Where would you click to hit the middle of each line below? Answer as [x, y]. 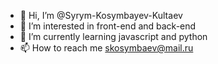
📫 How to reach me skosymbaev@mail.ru [106, 48]
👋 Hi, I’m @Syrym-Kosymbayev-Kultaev [101, 15]
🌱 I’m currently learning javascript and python [113, 36]
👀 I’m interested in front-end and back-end [108, 26]
